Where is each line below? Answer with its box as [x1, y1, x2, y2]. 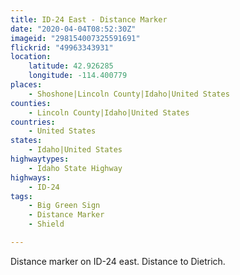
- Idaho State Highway [28, 163, 123, 173]
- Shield [28, 219, 65, 230]
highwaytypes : [10, 154, 70, 164]
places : [10, 80, 43, 90]
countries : [10, 117, 56, 127]
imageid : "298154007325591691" [10, 33, 141, 43]
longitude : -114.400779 [28, 71, 128, 81]
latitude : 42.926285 [28, 61, 114, 71]
